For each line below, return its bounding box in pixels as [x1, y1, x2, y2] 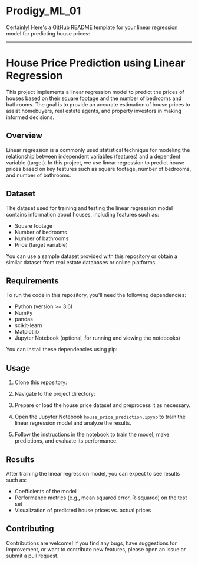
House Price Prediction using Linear [6, 56, 186, 70]
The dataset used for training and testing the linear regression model [6, 204, 173, 211]
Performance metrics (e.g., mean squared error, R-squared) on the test [14, 494, 187, 501]
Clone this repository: [14, 379, 67, 386]
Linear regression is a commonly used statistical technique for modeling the [6, 146, 190, 153]
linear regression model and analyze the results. [14, 419, 131, 427]
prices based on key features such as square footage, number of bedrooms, [6, 165, 192, 172]
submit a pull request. [6, 552, 59, 559]
